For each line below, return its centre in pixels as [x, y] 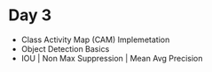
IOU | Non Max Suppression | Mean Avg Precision [112, 58]
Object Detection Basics [65, 48]
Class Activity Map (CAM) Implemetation [95, 40]
